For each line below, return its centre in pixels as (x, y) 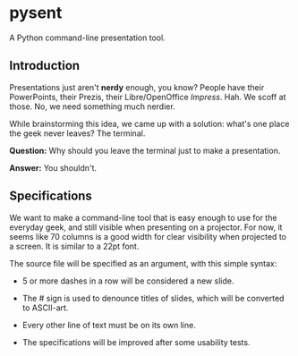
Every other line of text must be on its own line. (109, 325)
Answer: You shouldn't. (53, 167)
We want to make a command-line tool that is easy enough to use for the (143, 217)
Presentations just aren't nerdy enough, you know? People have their (137, 87)
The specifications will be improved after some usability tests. (136, 342)
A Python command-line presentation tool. (87, 38)
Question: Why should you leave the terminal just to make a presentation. (145, 150)
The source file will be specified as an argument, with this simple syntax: (143, 263)
